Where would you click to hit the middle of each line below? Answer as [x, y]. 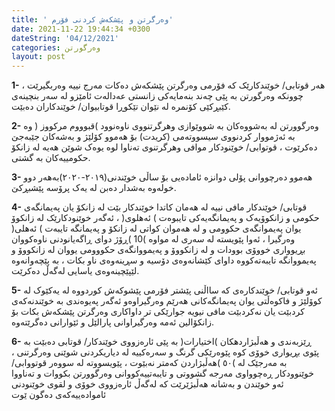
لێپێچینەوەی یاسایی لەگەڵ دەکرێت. [75, 271]
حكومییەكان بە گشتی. [51, 158]
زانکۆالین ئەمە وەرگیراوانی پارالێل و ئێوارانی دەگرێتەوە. [113, 322]
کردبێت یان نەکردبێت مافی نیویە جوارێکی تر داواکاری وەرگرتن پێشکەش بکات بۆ [158, 312]
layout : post [38, 57]
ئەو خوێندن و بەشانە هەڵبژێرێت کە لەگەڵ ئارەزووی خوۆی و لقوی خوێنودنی [147, 384]
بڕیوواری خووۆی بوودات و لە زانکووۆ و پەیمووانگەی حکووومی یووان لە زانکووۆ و [158, 250]
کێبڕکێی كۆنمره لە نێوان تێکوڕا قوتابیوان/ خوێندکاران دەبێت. [121, 107]
